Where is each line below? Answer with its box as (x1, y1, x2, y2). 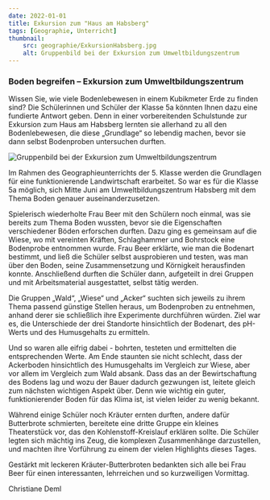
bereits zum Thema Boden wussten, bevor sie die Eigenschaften (8, 218, 222, 228)
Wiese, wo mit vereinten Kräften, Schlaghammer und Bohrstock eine (8, 235, 235, 245)
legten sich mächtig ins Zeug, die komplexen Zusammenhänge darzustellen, (8, 436, 261, 445)
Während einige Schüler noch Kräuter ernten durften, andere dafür (8, 410, 230, 419)
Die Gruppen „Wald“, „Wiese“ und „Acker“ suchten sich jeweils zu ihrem (8, 293, 246, 303)
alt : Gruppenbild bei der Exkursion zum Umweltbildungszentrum (23, 49, 240, 57)
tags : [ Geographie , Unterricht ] (8, 27, 117, 35)
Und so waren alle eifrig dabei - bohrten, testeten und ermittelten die (8, 343, 237, 353)
